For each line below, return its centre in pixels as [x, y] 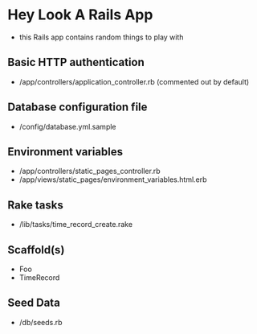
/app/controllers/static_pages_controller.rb [90, 171]
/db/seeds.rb [41, 322]
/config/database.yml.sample [68, 126]
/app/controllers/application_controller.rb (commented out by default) [134, 81]
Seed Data [34, 303]
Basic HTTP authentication [76, 62]
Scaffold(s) [36, 250]
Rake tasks [35, 205]
